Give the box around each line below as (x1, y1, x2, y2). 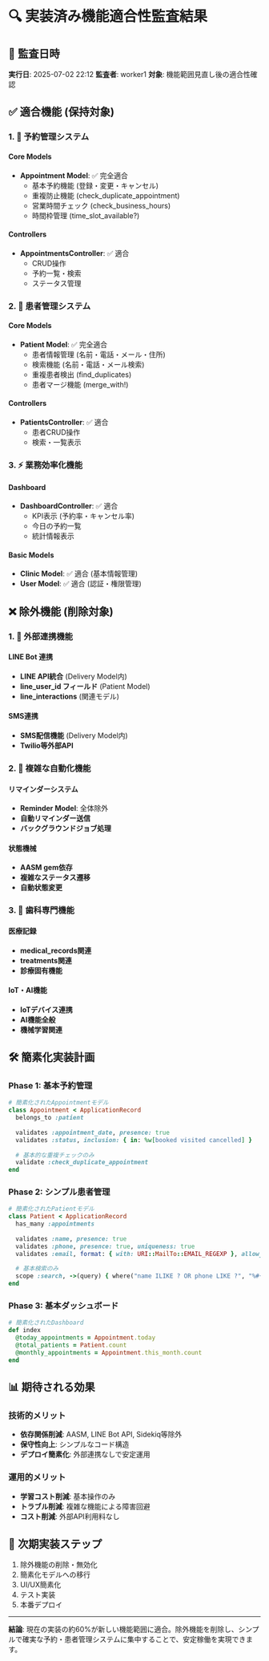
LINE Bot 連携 (8, 652, 54, 662)
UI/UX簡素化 (19, 1580, 62, 1590)
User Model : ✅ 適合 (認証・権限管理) (19, 579, 142, 589)
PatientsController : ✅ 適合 (19, 418, 109, 427)
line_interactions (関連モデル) (19, 691, 120, 701)
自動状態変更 (19, 883, 62, 893)
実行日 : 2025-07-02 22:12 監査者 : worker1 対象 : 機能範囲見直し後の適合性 (8, 70, 251, 79)
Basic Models (8, 550, 54, 560)
